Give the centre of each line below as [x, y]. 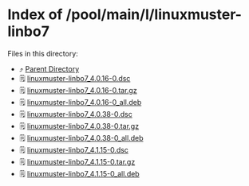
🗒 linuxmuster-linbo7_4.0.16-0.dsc [75, 78]
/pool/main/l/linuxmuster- [154, 15]
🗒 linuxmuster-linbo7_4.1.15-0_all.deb [79, 173]
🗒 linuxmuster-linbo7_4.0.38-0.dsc [75, 114]
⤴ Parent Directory [49, 68]
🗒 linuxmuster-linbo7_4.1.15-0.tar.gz [77, 161]
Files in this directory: [43, 53]
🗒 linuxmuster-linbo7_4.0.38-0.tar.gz [79, 126]
